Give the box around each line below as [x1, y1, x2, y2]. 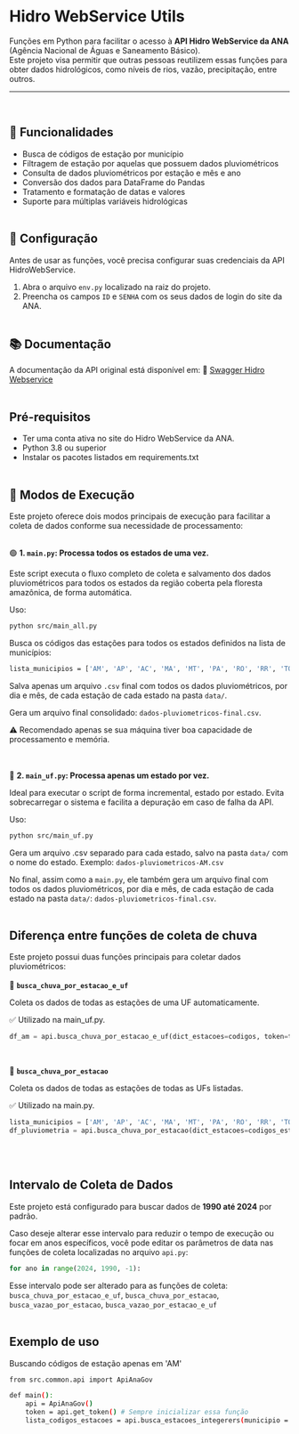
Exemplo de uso [9, 1334, 100, 1349]
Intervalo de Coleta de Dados [9, 1178, 174, 1193]
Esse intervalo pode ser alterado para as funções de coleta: [9, 1280, 229, 1291]
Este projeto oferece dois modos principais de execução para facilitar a [9, 511, 271, 522]
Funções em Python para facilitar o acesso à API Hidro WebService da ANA [9, 36, 289, 46]
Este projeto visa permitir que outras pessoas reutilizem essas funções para [9, 54, 287, 65]
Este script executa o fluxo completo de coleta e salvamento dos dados [9, 568, 271, 579]
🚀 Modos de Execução [9, 487, 135, 502]
